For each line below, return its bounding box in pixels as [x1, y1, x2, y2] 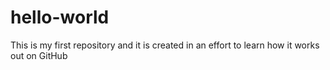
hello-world [10, 6, 110, 29]
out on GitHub [10, 49, 68, 61]
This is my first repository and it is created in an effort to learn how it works [10, 39, 320, 51]
